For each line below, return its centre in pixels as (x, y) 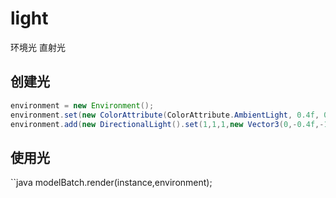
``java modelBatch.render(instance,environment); (111, 183)
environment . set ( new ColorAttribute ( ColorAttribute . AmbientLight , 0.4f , (165, 115)
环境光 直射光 (38, 47)
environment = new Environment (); (82, 105)
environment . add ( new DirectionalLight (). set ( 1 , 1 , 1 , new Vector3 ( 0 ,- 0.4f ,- (167, 124)
